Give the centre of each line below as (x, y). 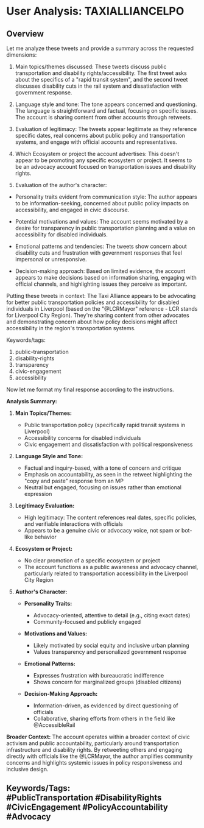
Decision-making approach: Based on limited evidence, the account (100, 271)
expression (38, 494)
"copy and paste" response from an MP (74, 481)
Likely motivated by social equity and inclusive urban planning (111, 645)
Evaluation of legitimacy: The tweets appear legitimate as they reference (106, 129)
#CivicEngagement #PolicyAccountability (87, 808)
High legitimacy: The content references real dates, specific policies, (110, 517)
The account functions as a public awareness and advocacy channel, (111, 567)
